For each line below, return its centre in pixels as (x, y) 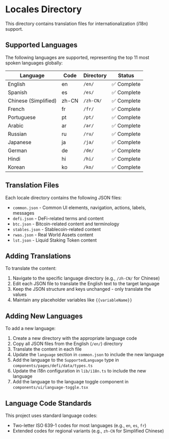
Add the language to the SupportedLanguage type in (66, 360)
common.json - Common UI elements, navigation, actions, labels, (79, 207)
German (17, 150)
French (16, 109)
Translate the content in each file (47, 349)
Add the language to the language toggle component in (71, 382)
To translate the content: (31, 268)
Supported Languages (41, 45)
